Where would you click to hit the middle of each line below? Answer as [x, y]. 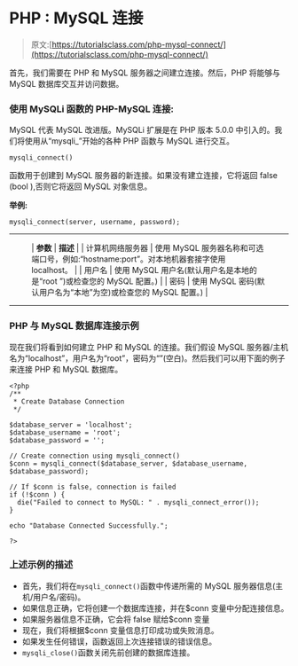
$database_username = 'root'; [65, 432]
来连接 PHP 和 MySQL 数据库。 [66, 369]
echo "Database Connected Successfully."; [89, 525]
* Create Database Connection [69, 401]
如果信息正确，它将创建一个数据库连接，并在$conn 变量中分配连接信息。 [155, 607]
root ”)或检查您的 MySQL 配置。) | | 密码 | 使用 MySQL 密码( [150, 281]
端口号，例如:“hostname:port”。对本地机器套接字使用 [129, 259]
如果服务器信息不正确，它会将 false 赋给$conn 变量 [116, 619]
